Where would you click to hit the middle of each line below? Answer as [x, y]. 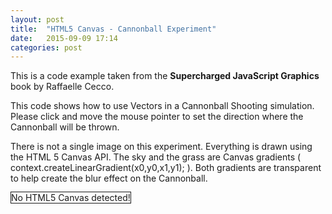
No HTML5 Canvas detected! [71, 198]
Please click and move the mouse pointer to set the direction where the [157, 117]
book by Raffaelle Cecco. [62, 87]
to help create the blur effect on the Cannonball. [109, 178]
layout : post [37, 19]
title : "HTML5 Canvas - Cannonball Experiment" [113, 29]
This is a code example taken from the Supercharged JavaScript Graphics [165, 76]
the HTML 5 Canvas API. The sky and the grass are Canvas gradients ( [156, 157]
